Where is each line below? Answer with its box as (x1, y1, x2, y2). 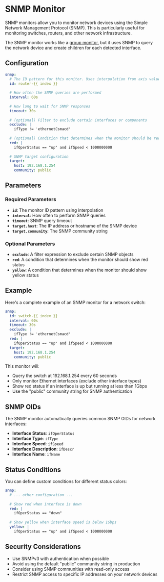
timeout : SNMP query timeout (12, 217, 72, 224)
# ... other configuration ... (9, 492, 73, 497)
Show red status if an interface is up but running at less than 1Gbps (12, 383, 147, 389)
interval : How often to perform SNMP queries (12, 212, 106, 218)
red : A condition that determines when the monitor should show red (12, 256, 148, 262)
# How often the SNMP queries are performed (9, 90, 102, 95)
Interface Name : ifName (12, 451, 60, 457)
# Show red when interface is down (9, 502, 82, 506)
